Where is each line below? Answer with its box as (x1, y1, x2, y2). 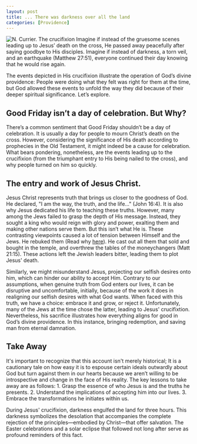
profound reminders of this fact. (6, 431, 84, 438)
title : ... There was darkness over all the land (6, 14, 131, 20)
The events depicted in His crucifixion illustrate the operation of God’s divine (6, 72, 192, 80)
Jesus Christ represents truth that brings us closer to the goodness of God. (6, 194, 188, 201)
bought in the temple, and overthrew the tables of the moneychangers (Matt (6, 244, 190, 251)
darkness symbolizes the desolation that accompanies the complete (6, 412, 172, 419)
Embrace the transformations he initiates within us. (6, 394, 129, 402)
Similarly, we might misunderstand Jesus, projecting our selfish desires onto (6, 268, 191, 275)
